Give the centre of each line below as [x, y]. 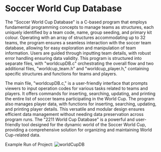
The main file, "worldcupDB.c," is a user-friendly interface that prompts [76, 83]
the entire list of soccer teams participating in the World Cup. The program [80, 98]
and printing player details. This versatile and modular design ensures [75, 109]
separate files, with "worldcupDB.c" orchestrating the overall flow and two [80, 63]
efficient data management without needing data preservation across [74, 114]
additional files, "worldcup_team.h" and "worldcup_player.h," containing [77, 68]
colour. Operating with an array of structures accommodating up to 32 [75, 38]
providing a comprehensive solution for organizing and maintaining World [79, 130]
